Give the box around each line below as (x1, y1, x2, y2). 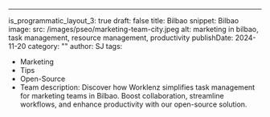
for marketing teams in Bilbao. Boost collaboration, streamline (19, 91, 224, 100)
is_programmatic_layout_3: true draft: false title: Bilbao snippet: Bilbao (8, 16, 239, 25)
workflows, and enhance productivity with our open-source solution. (19, 99, 247, 109)
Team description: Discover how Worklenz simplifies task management (19, 83, 256, 92)
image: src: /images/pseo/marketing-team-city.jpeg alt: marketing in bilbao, (8, 25, 259, 34)
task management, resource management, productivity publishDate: (8, 33, 234, 42)
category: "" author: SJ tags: (27, 42, 123, 50)
